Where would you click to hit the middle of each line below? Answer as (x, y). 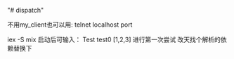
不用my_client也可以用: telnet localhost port (70, 25)
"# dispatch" (26, 10)
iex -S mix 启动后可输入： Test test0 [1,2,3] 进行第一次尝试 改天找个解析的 (114, 39)
